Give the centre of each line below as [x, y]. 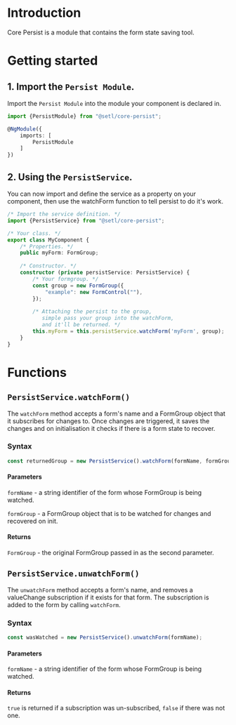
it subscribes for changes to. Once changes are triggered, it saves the [109, 421]
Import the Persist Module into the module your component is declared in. [114, 103]
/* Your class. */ [34, 233]
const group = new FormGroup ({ [78, 286]
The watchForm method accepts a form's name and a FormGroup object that [117, 413]
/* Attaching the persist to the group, [92, 312]
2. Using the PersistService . [70, 177]
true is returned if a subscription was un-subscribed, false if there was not [116, 708]
